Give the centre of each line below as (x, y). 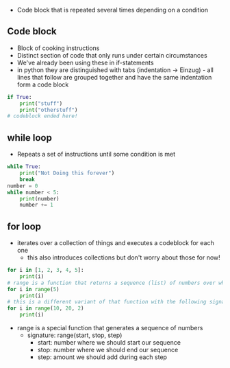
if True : (20, 97)
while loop (30, 138)
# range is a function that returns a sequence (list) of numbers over (111, 283)
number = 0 (23, 186)
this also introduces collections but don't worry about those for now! (124, 257)
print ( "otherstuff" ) (49, 110)
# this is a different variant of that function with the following (107, 302)
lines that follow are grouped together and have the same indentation (114, 77)
